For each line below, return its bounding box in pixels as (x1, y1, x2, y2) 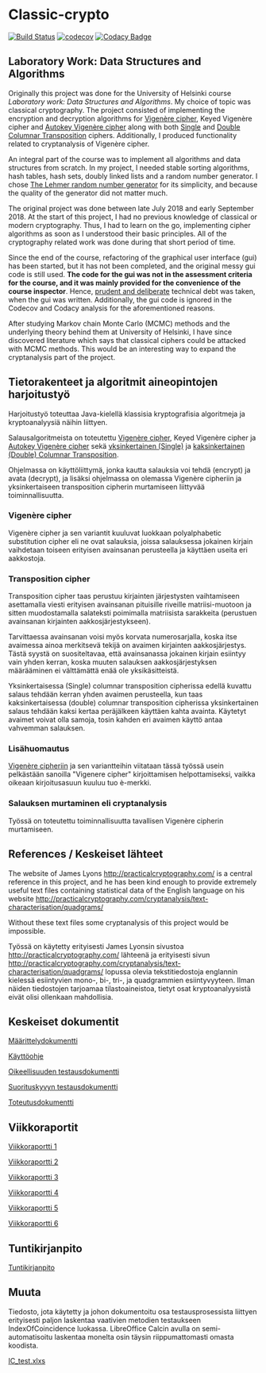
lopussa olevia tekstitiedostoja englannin (105, 966, 238, 976)
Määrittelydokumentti (8, 1036, 78, 1046)
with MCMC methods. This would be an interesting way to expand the (8, 344, 237, 353)
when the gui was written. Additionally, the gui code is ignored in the (8, 295, 233, 304)
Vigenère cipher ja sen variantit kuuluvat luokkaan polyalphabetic (8, 528, 222, 538)
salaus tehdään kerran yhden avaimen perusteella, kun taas (8, 689, 203, 700)
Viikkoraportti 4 (8, 1188, 60, 1198)
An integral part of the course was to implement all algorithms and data (8, 154, 241, 164)
